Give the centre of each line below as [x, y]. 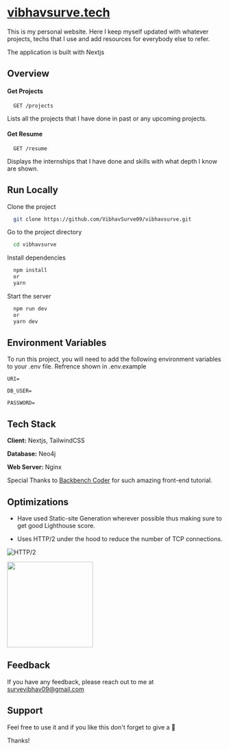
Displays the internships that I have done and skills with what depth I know [112, 161]
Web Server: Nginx [34, 467]
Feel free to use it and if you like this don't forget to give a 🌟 [92, 727]
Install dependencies [37, 258]
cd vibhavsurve [35, 245]
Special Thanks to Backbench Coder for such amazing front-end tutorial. [110, 480]
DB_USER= [20, 391]
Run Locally [33, 190]
